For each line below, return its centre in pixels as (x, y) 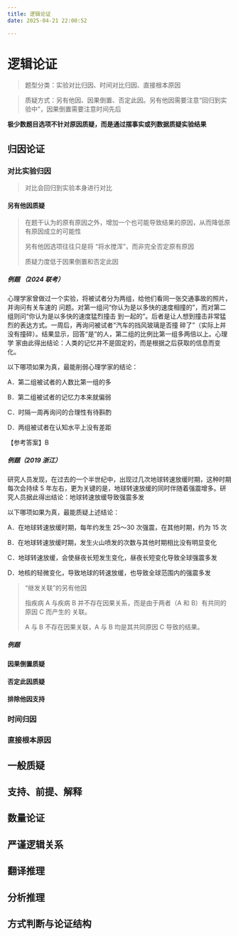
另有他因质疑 (26, 205)
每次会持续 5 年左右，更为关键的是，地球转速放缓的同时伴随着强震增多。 (114, 489)
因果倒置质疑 (26, 664)
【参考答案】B (28, 442)
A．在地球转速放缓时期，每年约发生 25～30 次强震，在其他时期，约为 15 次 (117, 528)
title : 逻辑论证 (29, 14)
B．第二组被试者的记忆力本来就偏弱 (59, 397)
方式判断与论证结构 (49, 924)
